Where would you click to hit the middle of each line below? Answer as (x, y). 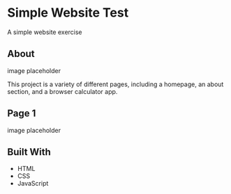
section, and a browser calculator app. (62, 91)
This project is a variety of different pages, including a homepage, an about (115, 84)
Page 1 (22, 114)
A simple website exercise (45, 32)
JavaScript (33, 184)
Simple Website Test (68, 13)
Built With (29, 152)
